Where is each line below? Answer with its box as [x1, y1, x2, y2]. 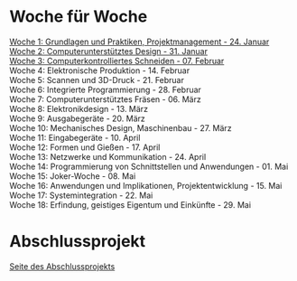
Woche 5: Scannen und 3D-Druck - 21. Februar [9, 74, 185, 85]
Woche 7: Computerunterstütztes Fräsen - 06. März [9, 93, 201, 105]
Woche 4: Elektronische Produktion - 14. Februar [9, 65, 190, 76]
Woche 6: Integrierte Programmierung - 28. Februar [9, 84, 201, 95]
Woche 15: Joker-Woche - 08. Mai [9, 170, 136, 182]
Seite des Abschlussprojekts [9, 260, 116, 272]
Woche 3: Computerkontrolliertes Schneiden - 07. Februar [9, 55, 225, 66]
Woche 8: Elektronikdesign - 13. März [9, 103, 149, 114]
